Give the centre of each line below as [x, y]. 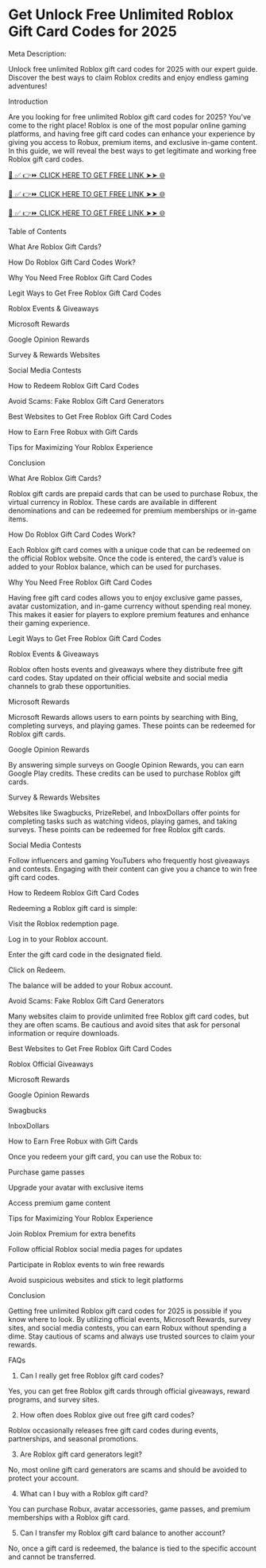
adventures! [28, 86]
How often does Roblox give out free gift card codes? [107, 1414]
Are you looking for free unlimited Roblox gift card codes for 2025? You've [130, 116]
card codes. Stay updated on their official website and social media [118, 678]
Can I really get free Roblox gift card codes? [92, 1375]
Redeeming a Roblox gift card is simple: [73, 908]
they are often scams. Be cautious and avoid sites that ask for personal [124, 1024]
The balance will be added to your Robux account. [91, 985]
